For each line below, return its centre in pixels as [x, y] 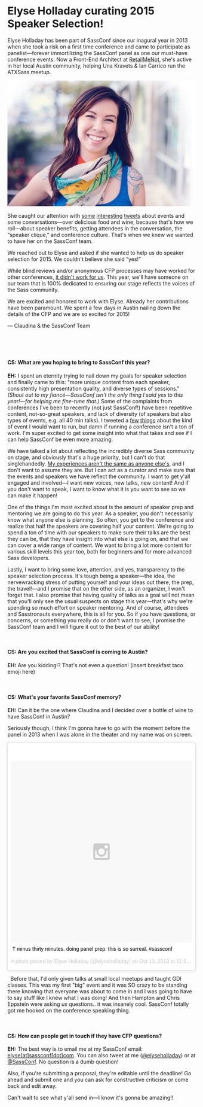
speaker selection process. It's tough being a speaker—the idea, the [91, 576]
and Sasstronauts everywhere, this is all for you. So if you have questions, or [101, 614]
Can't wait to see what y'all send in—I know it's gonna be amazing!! [90, 1098]
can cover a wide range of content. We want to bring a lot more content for [99, 545]
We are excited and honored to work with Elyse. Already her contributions [98, 301]
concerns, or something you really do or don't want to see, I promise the [96, 620]
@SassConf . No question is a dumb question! [63, 1062]
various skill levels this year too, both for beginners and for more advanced [100, 551]
